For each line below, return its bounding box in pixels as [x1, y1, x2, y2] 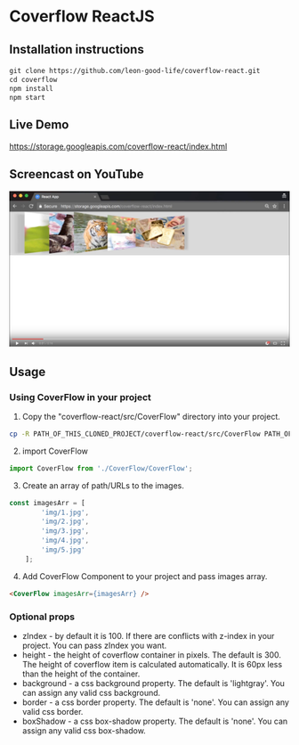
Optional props [9, 610, 76, 623]
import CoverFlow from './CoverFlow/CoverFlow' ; [9, 463, 193, 473]
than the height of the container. [21, 668, 141, 679]
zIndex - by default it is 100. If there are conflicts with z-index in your [21, 630, 275, 641]
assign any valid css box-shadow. [21, 725, 147, 736]
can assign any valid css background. [21, 687, 161, 698]
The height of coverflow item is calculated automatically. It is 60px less [21, 659, 283, 669]
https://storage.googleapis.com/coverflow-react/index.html [9, 141, 228, 151]
